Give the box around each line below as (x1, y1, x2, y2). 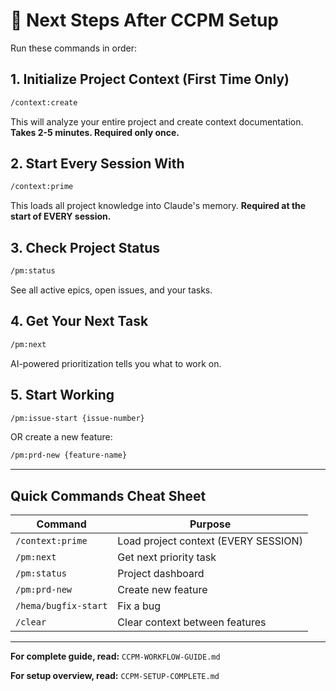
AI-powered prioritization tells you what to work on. (10, 357, 222, 369)
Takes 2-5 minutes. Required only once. (10, 126, 180, 138)
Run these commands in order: (10, 42, 138, 54)
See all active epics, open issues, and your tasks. (10, 284, 213, 296)
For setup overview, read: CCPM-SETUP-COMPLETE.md (10, 670, 220, 682)
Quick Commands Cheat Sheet (10, 487, 207, 504)
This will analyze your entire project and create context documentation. (10, 115, 304, 128)
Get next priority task (117, 550, 217, 564)
